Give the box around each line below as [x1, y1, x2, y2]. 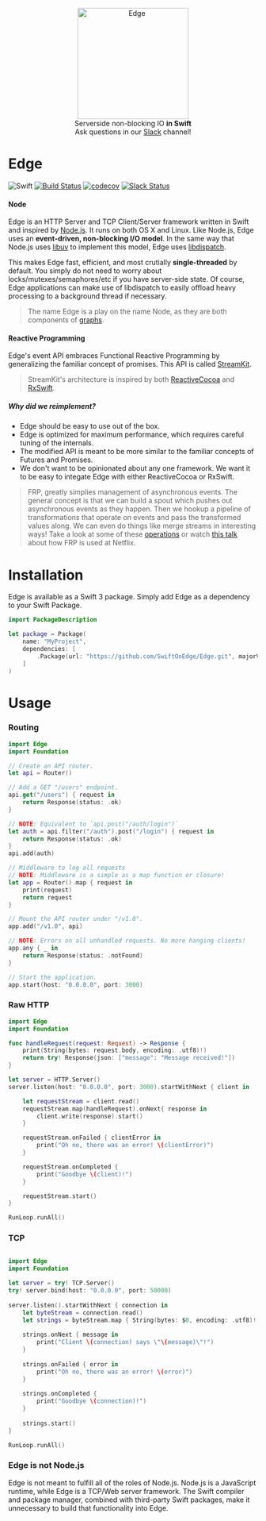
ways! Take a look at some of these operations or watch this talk [27, 529, 237, 539]
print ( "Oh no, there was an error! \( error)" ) [36, 1368, 193, 1376]
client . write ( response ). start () [36, 1112, 144, 1120]
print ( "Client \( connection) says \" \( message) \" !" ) [36, 1338, 215, 1346]
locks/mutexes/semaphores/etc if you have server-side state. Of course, [8, 275, 245, 284]
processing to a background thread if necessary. [8, 291, 167, 301]
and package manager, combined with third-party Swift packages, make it [8, 1495, 250, 1504]
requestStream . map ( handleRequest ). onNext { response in [22, 1104, 207, 1113]
